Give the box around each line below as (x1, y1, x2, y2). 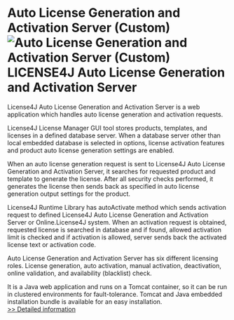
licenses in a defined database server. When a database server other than (7, 131, 221, 140)
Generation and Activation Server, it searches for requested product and (7, 167, 216, 175)
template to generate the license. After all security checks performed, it (7, 174, 214, 183)
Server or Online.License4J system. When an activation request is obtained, (7, 218, 227, 226)
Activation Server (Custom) (7, 20, 170, 36)
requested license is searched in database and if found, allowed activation (7, 225, 222, 234)
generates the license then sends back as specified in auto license (7, 182, 200, 190)
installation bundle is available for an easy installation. (7, 297, 163, 306)
